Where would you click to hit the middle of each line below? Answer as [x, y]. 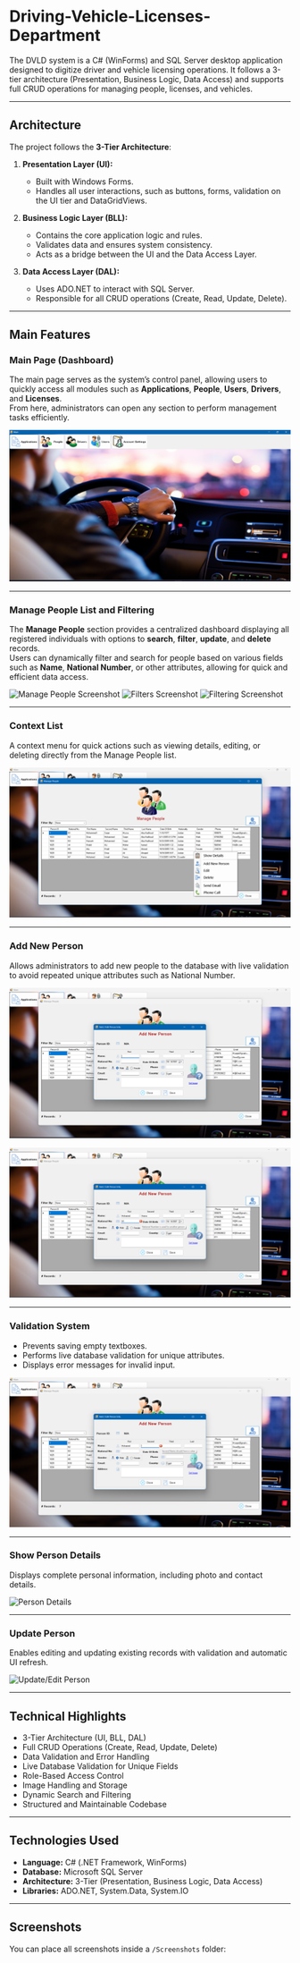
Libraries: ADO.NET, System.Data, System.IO [105, 1891]
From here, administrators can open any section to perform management [143, 408]
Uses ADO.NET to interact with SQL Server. [115, 289]
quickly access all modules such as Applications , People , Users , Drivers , [145, 389]
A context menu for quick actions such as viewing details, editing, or [135, 745]
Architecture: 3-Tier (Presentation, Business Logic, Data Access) [142, 1881]
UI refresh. [29, 1663]
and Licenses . [36, 399]
